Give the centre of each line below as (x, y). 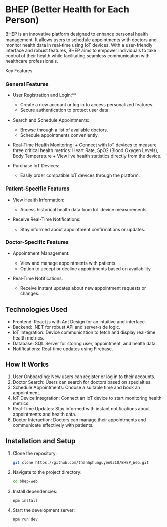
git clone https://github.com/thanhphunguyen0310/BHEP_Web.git (81, 463)
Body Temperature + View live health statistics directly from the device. (87, 156)
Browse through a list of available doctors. (64, 130)
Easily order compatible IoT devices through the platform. (80, 175)
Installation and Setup (40, 441)
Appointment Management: (41, 253)
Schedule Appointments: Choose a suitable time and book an (76, 387)
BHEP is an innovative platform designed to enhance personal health (77, 34)
